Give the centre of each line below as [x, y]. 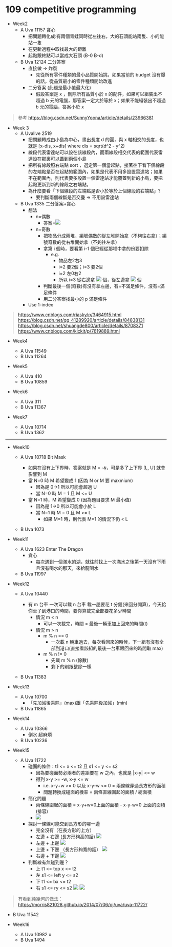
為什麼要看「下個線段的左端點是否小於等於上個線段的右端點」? [94, 190]
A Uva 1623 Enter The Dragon [52, 549]
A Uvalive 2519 [36, 133]
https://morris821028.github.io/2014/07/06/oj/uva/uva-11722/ [82, 904]
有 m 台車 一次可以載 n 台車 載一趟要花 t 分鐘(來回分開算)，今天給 [97, 604]
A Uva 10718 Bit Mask [43, 457]
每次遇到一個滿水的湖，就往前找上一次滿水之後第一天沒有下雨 [101, 562]
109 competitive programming [71, 9]
